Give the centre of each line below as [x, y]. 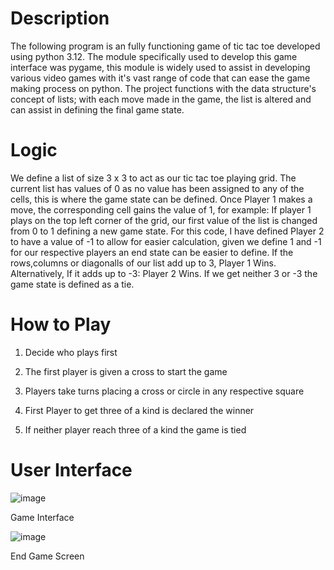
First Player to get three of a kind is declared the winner [139, 410]
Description [60, 18]
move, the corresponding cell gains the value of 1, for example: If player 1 [161, 209]
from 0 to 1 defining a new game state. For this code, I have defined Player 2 [167, 231]
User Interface [71, 470]
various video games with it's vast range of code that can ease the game [160, 78]
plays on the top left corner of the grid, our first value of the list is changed [164, 220]
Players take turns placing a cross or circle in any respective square [164, 391]
